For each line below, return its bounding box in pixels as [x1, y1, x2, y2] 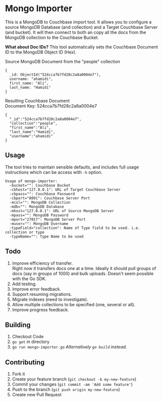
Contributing [5, 358, 45, 366]
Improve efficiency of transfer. [12, 260, 73, 266]
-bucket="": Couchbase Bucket [9, 183, 71, 188]
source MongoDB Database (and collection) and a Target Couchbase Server [5, 24, 158, 30]
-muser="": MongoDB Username [9, 221, 69, 226]
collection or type [5, 230, 45, 235]
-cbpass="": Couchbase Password [9, 191, 75, 196]
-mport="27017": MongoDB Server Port [9, 217, 86, 222]
